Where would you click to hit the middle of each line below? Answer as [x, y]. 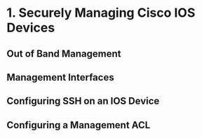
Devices [31, 28]
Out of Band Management [64, 54]
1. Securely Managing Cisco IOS [101, 13]
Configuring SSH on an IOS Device [83, 101]
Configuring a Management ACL [79, 125]
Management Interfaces [60, 77]
